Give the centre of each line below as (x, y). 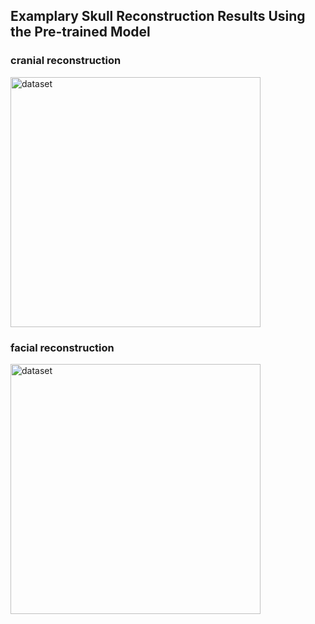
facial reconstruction (62, 347)
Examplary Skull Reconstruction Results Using (158, 16)
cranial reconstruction (66, 61)
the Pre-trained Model (80, 32)
